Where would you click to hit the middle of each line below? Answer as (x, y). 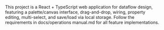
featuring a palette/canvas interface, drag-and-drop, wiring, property (75, 12)
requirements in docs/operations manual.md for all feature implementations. (82, 22)
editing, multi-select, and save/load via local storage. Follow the (70, 17)
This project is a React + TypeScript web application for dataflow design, (79, 7)
